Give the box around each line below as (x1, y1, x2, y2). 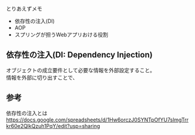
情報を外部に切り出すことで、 (6, 74, 78, 81)
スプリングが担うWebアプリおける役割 (14, 31, 109, 38)
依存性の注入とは (6, 109, 48, 116)
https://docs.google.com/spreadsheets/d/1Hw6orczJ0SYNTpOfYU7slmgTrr (6, 116, 189, 123)
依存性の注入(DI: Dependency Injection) (6, 50, 153, 60)
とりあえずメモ (6, 5, 42, 12)
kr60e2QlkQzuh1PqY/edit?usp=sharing (6, 122, 100, 129)
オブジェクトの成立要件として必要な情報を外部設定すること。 (6, 66, 156, 73)
